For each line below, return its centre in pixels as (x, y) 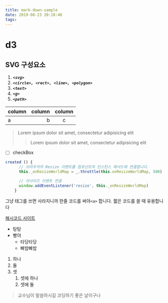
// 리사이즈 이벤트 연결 (40, 181)
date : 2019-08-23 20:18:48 (34, 15)
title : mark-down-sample (31, 10)
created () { (19, 162)
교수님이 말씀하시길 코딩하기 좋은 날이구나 (59, 295)
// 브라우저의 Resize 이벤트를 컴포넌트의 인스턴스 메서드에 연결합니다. (84, 167)
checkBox (23, 153)
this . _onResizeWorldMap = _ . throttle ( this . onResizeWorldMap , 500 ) (90, 172)
